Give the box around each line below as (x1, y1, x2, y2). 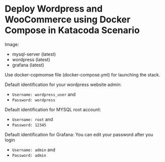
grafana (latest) (12, 62, 44, 68)
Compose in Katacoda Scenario (5, 25, 140, 36)
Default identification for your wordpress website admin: (5, 82, 122, 88)
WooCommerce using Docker (5, 14, 131, 25)
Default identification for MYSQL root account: (5, 106, 101, 112)
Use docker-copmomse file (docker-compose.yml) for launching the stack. (5, 71, 160, 77)
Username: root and (12, 116, 53, 122)
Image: (5, 41, 19, 47)
